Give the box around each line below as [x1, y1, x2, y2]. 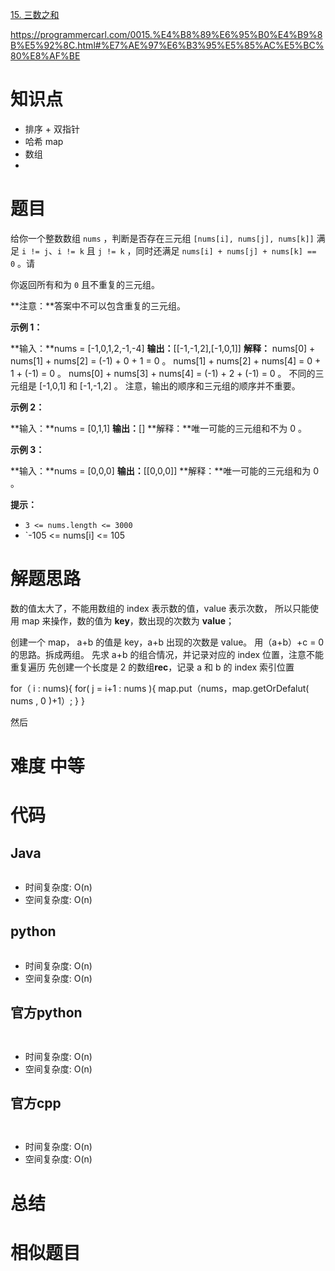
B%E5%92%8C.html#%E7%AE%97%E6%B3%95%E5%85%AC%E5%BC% [10, 39, 325, 51]
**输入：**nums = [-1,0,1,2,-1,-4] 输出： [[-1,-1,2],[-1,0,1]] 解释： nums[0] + [10, 342, 316, 354]
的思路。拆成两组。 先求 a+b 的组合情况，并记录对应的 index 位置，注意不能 [10, 648, 325, 660]
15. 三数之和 [10, 9, 60, 20]
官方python [10, 1004, 83, 1022]
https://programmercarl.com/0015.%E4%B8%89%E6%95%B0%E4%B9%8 [10, 29, 323, 40]
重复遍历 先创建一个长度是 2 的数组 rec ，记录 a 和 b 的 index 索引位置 [10, 661, 295, 673]
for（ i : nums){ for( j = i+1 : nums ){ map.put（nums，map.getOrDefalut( [10, 682, 310, 694]
